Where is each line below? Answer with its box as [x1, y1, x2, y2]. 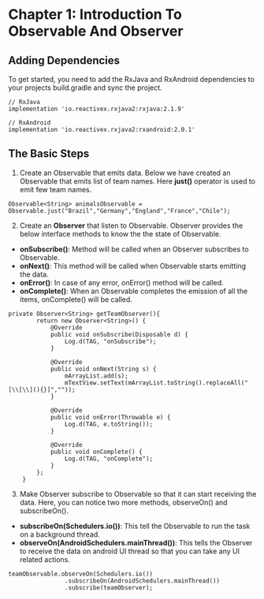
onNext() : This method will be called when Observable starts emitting [19, 261, 247, 270]
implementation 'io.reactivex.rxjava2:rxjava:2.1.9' [8, 105, 185, 113]
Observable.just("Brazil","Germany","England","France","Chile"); [8, 206, 231, 214]
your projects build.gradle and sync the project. [8, 83, 163, 92]
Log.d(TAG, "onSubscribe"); [64, 337, 157, 345]
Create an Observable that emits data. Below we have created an [19, 168, 231, 177]
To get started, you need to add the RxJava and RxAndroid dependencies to [8, 75, 255, 84]
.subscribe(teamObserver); [64, 583, 154, 592]
